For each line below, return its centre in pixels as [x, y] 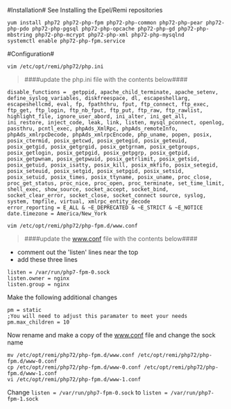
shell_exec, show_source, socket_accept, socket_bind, [88, 190]
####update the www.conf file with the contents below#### [111, 239]
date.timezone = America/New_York [57, 214]
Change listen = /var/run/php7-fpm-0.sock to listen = [87, 392]
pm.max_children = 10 [38, 322]
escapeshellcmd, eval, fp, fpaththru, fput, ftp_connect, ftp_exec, [108, 104]
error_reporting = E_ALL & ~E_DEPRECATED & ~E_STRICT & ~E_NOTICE [105, 208]
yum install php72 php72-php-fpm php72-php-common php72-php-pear [105, 23]
